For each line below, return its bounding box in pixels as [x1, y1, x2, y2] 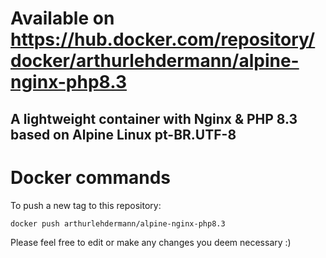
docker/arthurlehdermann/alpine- [10, 50, 300, 72]
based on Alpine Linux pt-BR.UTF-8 [10, 126, 237, 143]
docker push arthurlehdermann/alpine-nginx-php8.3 [10, 218, 226, 229]
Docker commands [10, 166, 171, 189]
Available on [10, 7, 115, 30]
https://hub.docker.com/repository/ [10, 28, 316, 51]
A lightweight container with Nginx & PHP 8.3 [10, 110, 298, 127]
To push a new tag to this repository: [10, 199, 162, 211]
